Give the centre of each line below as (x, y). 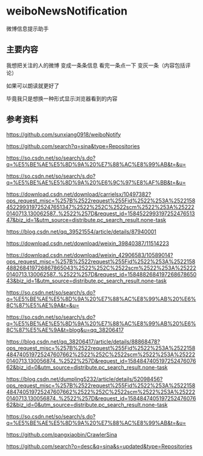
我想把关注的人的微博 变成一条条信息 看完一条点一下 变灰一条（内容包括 (96, 65)
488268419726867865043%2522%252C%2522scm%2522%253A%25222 (101, 268)
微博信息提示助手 (27, 28)
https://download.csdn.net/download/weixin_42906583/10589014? (90, 255)
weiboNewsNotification (67, 11)
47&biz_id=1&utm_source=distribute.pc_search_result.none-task (86, 220)
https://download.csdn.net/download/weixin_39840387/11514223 (88, 243)
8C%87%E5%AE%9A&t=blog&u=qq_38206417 (65, 330)
